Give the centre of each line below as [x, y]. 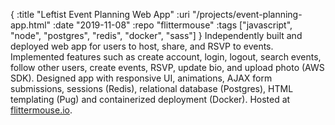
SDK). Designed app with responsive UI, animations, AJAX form [141, 78]
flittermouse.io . [41, 110]
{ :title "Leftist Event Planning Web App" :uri [100, 14]
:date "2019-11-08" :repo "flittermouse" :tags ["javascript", [173, 25]
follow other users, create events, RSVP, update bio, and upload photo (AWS [167, 67]
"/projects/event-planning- [247, 14]
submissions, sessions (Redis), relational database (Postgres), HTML [152, 88]
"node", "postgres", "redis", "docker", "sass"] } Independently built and [156, 35]
